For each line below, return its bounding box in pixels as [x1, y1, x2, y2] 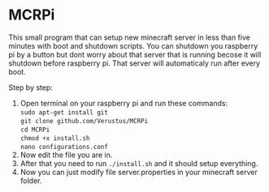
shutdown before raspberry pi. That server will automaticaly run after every [8, 58, 261, 68]
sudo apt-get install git [20, 108, 108, 117]
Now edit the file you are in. [20, 150, 113, 160]
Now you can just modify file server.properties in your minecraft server [20, 167, 258, 177]
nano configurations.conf [20, 143, 108, 151]
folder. [20, 176, 42, 186]
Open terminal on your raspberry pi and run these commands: [20, 98, 228, 108]
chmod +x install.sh [20, 134, 90, 143]
